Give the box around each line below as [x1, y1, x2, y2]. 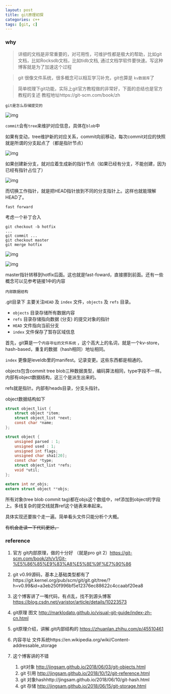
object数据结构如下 [5, 396, 46, 402]
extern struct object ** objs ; [5, 486, 70, 491]
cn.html [12, 615, 29, 621]
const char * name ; [14, 420, 54, 426]
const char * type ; [14, 458, 54, 463]
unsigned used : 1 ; [14, 443, 56, 449]
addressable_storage [12, 642, 57, 648]
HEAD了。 [5, 194, 27, 200]
